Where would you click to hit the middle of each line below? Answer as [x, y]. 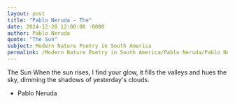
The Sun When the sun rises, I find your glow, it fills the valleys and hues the [117, 72]
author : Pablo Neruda [39, 33]
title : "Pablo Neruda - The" [50, 20]
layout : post [26, 14]
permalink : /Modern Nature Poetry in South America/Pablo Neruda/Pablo [114, 53]
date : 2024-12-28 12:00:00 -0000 [56, 26]
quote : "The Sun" [33, 40]
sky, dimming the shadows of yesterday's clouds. [78, 79]
